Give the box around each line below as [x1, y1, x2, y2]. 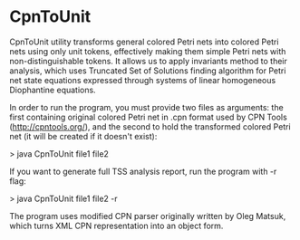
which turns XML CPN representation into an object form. [9, 220, 224, 231]
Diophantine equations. [9, 84, 97, 95]
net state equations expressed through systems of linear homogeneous [9, 74, 276, 85]
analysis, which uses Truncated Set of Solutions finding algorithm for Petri [9, 65, 286, 76]
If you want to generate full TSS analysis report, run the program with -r [9, 166, 277, 177]
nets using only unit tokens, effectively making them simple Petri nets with [9, 45, 286, 56]
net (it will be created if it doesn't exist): [9, 130, 158, 141]
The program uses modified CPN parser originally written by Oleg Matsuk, [9, 210, 286, 221]
